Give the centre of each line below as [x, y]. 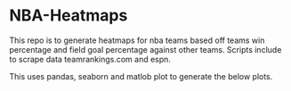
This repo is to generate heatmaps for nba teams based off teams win [137, 40]
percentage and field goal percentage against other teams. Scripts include [145, 49]
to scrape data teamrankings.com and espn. [90, 59]
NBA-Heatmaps [69, 16]
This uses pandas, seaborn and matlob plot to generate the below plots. [141, 76]
